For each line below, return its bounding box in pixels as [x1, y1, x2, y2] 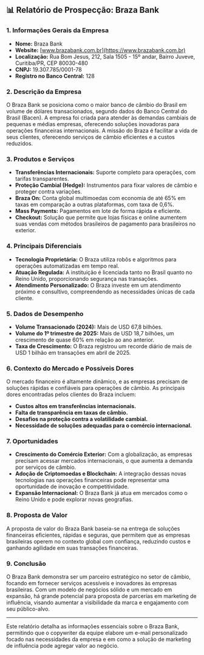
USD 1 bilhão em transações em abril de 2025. [15, 349, 131, 356]
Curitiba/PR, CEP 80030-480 [15, 59, 88, 67]
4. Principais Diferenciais [6, 242, 82, 250]
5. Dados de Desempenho [6, 309, 84, 318]
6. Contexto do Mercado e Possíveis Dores [6, 364, 134, 372]
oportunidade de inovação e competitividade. [15, 483, 129, 490]
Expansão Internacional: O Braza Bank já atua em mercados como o [15, 489, 188, 497]
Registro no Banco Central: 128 [15, 72, 95, 79]
